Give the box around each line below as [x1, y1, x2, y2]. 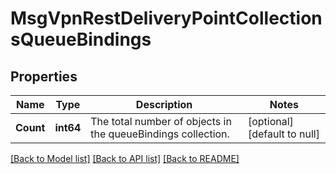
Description [135, 98, 193, 111]
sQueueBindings [10, 28, 152, 51]
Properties [10, 68, 78, 85]
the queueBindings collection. [90, 127, 230, 141]
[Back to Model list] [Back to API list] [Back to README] [10, 153, 240, 164]
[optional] [247, 115, 294, 128]
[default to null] [247, 127, 320, 141]
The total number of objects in [90, 115, 232, 128]
